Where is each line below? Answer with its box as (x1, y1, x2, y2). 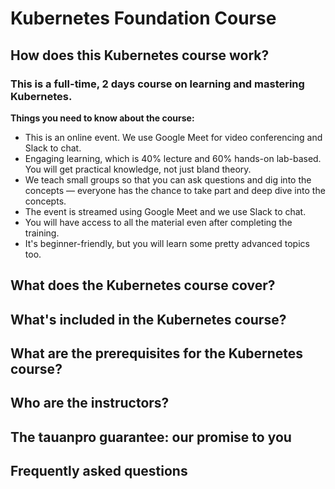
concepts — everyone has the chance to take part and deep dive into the (24, 184, 326, 196)
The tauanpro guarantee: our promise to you (10, 428, 292, 446)
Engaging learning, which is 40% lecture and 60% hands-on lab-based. (24, 152, 322, 164)
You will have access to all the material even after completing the (24, 216, 293, 228)
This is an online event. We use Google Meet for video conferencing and (24, 131, 323, 143)
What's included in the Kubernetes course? (10, 311, 287, 328)
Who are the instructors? (10, 395, 170, 412)
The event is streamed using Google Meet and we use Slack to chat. (24, 205, 307, 217)
